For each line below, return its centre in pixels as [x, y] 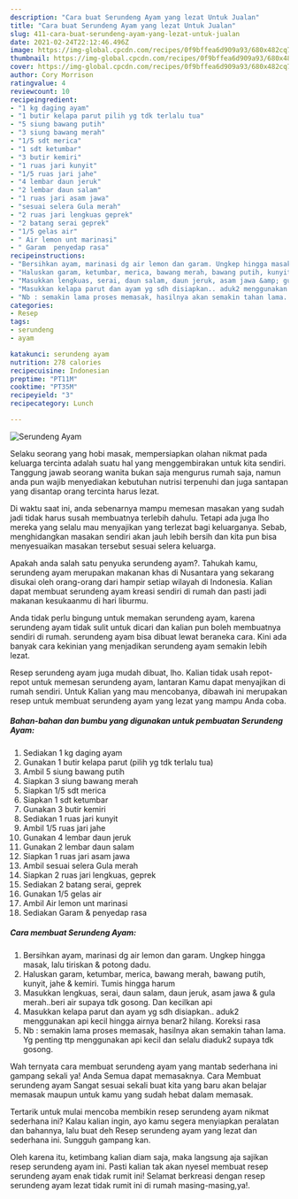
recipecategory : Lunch [52, 404]
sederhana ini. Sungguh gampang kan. [80, 1140]
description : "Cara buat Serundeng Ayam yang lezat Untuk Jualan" [135, 17]
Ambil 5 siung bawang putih [73, 772]
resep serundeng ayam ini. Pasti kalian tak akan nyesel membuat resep [139, 1166]
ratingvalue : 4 [38, 83]
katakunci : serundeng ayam [60, 354]
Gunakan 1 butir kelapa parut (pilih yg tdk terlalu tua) [118, 762]
